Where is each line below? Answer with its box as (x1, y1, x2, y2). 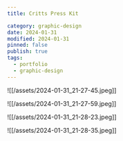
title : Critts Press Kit (7, 10, 79, 17)
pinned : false (7, 42, 48, 49)
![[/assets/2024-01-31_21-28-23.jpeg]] (7, 113, 117, 121)
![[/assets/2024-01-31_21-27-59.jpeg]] (7, 99, 117, 107)
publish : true (7, 48, 48, 55)
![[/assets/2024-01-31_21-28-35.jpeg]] (7, 126, 117, 134)
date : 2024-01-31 (7, 29, 57, 36)
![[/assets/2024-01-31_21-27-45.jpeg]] (7, 86, 117, 94)
